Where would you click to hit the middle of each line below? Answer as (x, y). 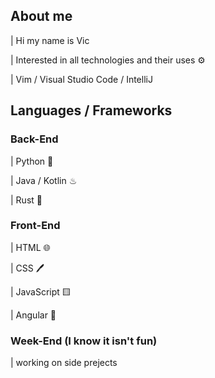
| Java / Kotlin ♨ (44, 180)
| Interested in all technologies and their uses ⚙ (108, 60)
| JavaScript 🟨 (41, 291)
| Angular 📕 (33, 315)
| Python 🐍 (32, 161)
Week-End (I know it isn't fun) (84, 341)
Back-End (34, 139)
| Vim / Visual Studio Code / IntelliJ (81, 79)
